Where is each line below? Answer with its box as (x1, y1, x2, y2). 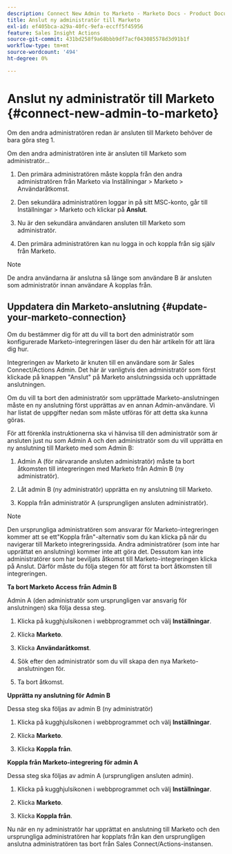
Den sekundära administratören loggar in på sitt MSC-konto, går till (17, 198, 209, 206)
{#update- (162, 301, 208, 313)
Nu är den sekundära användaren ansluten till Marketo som (17, 218, 186, 227)
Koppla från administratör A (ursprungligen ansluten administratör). (17, 498, 209, 506)
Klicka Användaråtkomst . (17, 643, 91, 652)
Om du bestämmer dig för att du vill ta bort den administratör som (7, 330, 195, 339)
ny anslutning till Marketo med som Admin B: (7, 444, 135, 452)
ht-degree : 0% (7, 55, 48, 62)
